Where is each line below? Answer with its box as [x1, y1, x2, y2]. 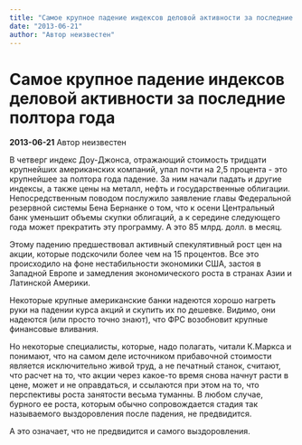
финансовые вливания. [9, 324, 99, 335]
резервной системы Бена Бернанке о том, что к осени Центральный [9, 202, 276, 213]
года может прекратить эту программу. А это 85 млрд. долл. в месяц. [9, 222, 283, 233]
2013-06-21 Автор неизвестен [9, 137, 127, 148]
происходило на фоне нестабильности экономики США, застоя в [9, 258, 261, 269]
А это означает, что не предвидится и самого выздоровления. [9, 426, 250, 437]
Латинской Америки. [9, 277, 90, 289]
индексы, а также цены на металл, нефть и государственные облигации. [9, 183, 291, 194]
